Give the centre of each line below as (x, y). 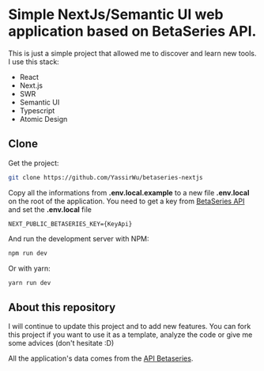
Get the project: (34, 163)
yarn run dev (30, 282)
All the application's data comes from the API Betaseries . (101, 358)
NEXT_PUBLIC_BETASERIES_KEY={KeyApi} (70, 224)
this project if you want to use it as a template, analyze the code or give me (130, 335)
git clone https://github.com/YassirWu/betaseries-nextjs (106, 177)
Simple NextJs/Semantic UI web (116, 15)
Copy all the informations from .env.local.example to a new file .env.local (129, 192)
